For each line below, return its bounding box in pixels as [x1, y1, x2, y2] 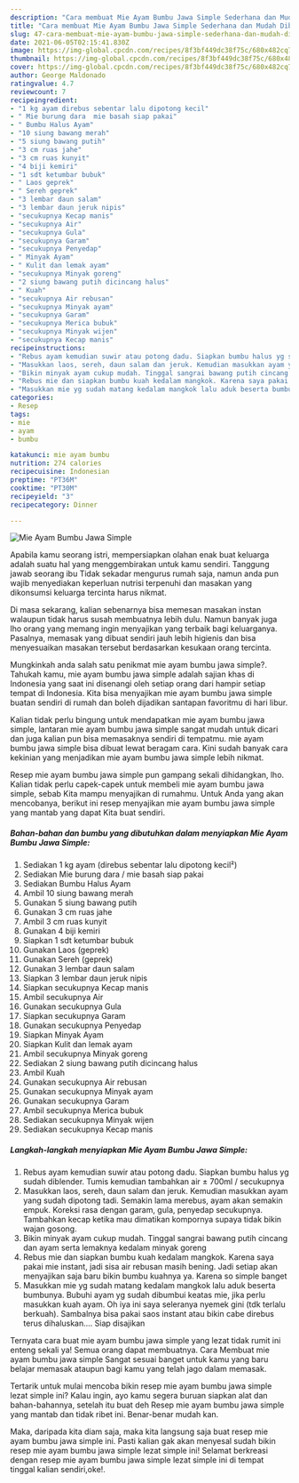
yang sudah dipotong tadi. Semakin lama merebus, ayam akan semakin [22, 1195, 283, 1206]
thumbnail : [10, 54, 51, 63]
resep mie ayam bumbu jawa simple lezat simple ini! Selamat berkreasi [10, 1446, 269, 1456]
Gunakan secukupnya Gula [22, 1001, 122, 1012]
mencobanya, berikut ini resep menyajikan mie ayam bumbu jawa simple [10, 798, 276, 809]
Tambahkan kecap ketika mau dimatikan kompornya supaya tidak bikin [22, 1214, 282, 1225]
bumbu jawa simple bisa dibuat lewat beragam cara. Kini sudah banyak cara [10, 743, 288, 754]
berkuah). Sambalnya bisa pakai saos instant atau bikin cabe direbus [22, 1309, 274, 1319]
